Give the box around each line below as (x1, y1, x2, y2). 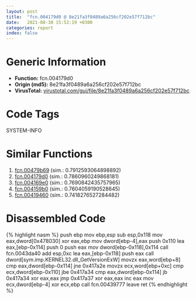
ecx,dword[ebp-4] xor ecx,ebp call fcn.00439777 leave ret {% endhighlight (6, 281, 188, 288)
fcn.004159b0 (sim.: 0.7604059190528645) (14, 185, 121, 192)
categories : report (6, 25, 54, 31)
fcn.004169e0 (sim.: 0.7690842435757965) (14, 179, 121, 186)
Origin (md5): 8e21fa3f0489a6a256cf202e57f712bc (14, 81, 142, 88)
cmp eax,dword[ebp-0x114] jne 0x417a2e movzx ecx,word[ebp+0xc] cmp (6, 262, 184, 269)
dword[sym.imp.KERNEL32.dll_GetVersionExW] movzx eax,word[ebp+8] (6, 256, 181, 263)
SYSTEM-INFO (6, 127, 42, 134)
